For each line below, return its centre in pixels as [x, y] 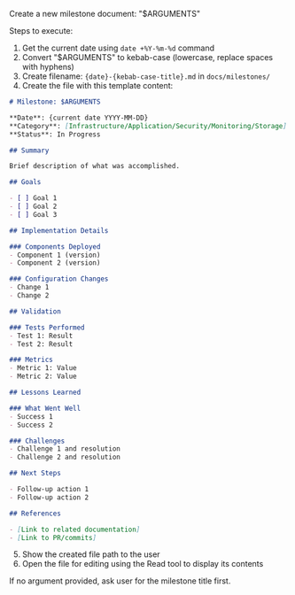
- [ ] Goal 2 [33, 206]
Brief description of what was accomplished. [94, 166]
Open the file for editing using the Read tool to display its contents [143, 564]
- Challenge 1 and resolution [65, 449]
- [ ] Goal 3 [33, 214]
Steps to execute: [41, 31]
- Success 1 [31, 416]
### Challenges [37, 441]
